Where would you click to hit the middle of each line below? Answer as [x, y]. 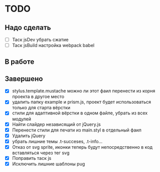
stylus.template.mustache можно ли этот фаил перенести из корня [84, 91]
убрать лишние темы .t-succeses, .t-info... [57, 141]
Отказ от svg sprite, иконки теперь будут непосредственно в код [82, 147]
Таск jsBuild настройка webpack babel [53, 46]
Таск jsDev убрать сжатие [40, 39]
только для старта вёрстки [41, 108]
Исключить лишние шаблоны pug [49, 164]
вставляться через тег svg [41, 153]
